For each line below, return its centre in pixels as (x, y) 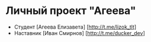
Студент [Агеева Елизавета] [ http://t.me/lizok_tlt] (75, 27)
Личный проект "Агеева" (71, 11)
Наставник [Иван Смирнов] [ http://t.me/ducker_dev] (80, 33)
